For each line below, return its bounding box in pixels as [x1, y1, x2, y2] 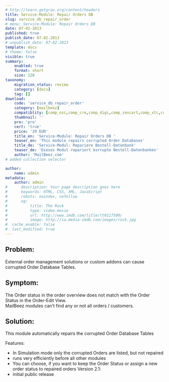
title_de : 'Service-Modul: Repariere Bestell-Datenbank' [14, 143, 136, 148]
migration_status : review [14, 82, 69, 87]
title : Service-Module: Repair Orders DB [5, 12, 94, 17]
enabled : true [14, 63, 44, 68]
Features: [5, 340, 25, 346]
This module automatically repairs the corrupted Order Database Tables [5, 330, 154, 337]
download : [5, 96, 26, 101]
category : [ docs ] [14, 86, 51, 92]
